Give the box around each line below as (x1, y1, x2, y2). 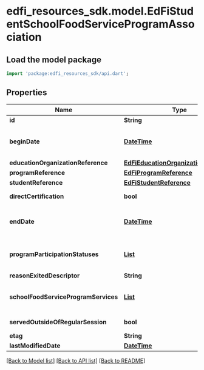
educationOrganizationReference (9, 158, 108, 167)
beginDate (9, 137, 41, 146)
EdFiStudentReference (123, 178, 191, 187)
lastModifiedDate (9, 341, 61, 350)
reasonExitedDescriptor (9, 271, 80, 280)
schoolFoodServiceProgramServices (9, 293, 118, 301)
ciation (6, 30, 42, 44)
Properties (6, 87, 47, 98)
